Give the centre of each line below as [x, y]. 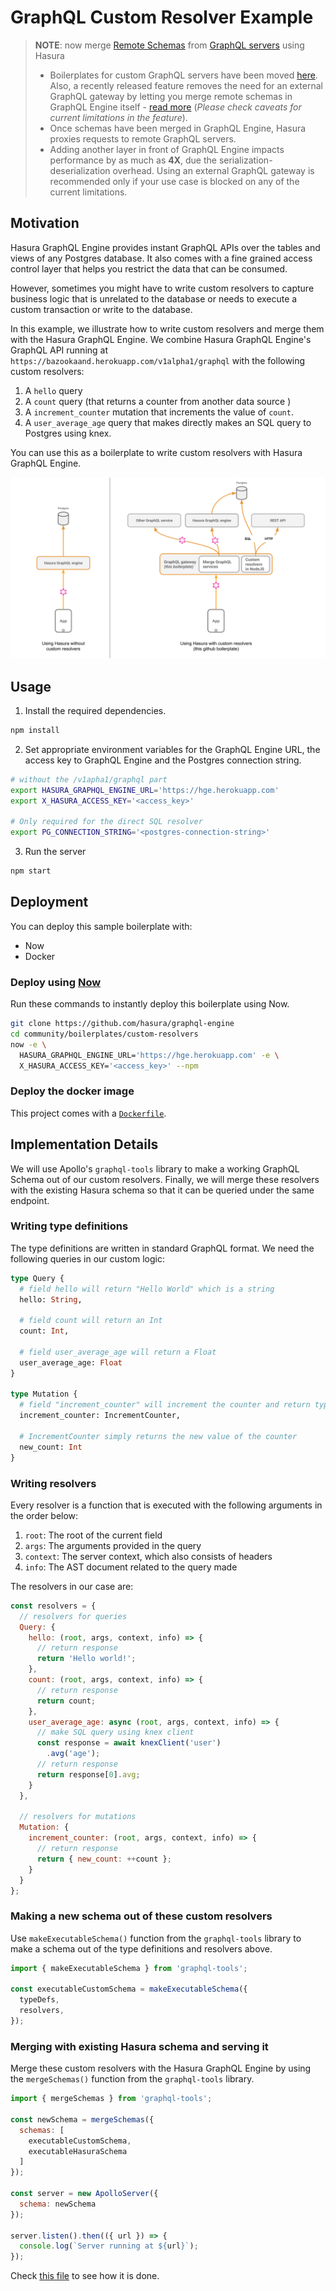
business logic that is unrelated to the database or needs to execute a [154, 298]
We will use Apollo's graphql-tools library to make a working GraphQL [155, 1168]
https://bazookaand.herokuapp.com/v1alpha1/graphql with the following [158, 360]
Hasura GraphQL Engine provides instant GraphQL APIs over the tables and [165, 247]
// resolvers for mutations [78, 1817]
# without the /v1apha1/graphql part [89, 779]
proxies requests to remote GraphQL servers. [143, 138]
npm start [31, 871]
